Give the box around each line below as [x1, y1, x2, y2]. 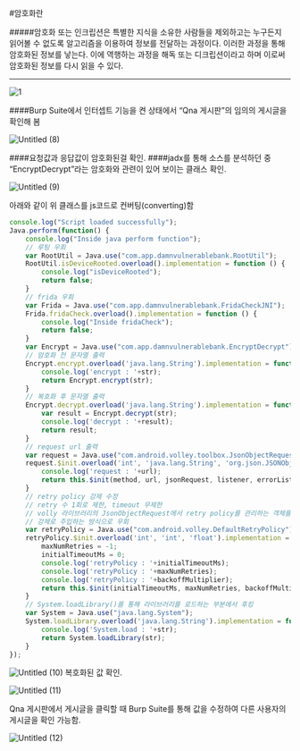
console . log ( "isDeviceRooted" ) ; [41, 267, 162, 277]
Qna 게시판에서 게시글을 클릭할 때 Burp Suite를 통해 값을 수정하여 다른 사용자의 [9, 704, 287, 714]
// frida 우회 [25, 292, 74, 301]
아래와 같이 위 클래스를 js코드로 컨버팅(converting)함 [9, 200, 195, 210]
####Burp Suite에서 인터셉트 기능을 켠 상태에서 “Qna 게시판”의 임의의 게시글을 [9, 105, 287, 115]
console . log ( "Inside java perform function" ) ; [25, 234, 202, 243]
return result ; [41, 426, 98, 435]
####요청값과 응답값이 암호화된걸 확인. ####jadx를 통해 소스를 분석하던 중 [9, 153, 271, 163]
